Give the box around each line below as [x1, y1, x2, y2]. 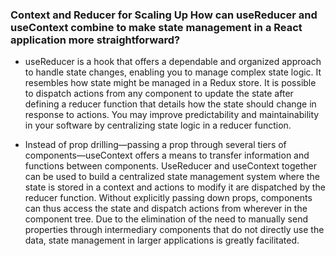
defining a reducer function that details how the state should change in [24, 98, 317, 110]
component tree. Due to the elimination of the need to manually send [24, 213, 309, 225]
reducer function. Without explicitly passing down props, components [24, 192, 313, 204]
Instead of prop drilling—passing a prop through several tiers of [24, 139, 287, 151]
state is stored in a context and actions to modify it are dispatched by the [24, 181, 326, 193]
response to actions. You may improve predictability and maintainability [24, 109, 320, 121]
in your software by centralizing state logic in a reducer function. [24, 119, 292, 132]
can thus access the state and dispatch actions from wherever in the [24, 203, 308, 215]
